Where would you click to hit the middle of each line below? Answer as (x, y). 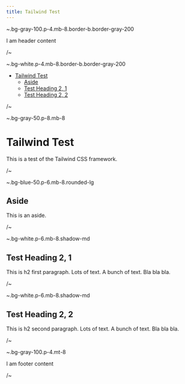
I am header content (31, 40)
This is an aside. (26, 215)
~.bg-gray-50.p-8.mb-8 (36, 118)
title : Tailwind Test (33, 12)
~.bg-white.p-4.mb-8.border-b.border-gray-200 (66, 64)
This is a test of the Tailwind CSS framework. (62, 159)
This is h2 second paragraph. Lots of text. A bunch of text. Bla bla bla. (92, 329)
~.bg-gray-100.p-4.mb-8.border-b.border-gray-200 (70, 29)
